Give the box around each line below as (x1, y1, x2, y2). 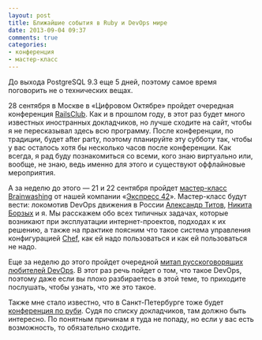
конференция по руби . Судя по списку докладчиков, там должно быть (8, 305, 247, 316)
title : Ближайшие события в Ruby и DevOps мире (8, 19, 168, 27)
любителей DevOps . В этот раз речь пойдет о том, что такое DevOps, (8, 265, 242, 275)
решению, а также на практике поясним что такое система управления (8, 225, 251, 234)
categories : (8, 41, 47, 49)
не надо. (8, 241, 37, 251)
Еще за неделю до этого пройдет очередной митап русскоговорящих (8, 257, 243, 267)
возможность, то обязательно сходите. (8, 323, 141, 332)
